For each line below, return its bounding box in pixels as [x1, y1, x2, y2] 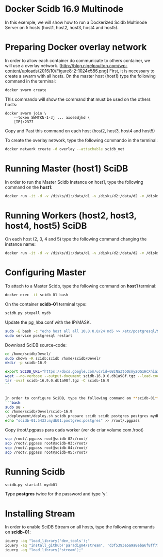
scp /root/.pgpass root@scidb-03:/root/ [5, 441, 88, 446]
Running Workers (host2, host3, [5, 210, 137, 221]
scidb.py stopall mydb [5, 311, 51, 316]
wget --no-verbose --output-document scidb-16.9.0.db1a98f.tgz [5, 374, 136, 379]
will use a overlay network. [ [5, 63, 62, 68]
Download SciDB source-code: [5, 342, 67, 348]
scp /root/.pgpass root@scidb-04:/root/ [5, 445, 88, 450]
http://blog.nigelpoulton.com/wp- [61, 63, 128, 68]
